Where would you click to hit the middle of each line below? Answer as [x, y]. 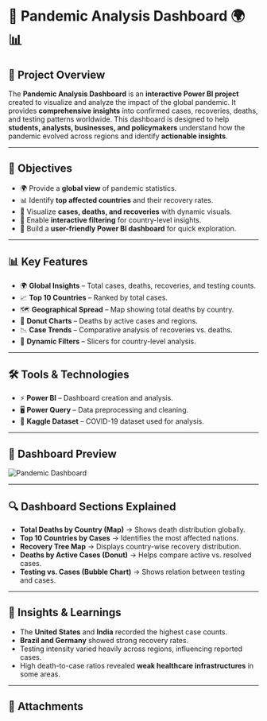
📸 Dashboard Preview [62, 454]
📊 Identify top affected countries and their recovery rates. [116, 200]
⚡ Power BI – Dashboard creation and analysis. [96, 398]
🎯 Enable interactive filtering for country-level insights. [110, 219]
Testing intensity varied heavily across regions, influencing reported [131, 649]
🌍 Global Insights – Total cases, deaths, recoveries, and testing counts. [138, 285]
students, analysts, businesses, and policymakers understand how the [127, 128]
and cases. [38, 580]
